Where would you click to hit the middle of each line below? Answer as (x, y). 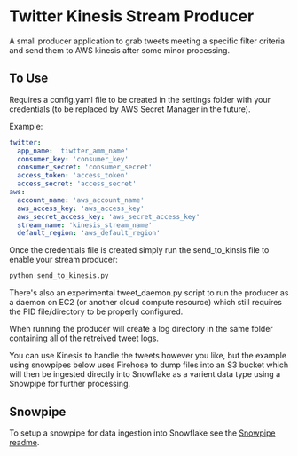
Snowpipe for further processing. (70, 384)
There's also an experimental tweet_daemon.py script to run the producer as (149, 293)
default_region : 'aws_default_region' (89, 233)
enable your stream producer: (63, 260)
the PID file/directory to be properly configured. (96, 311)
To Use (29, 79)
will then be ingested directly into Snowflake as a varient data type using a (145, 374)
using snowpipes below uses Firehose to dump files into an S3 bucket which (149, 365)
